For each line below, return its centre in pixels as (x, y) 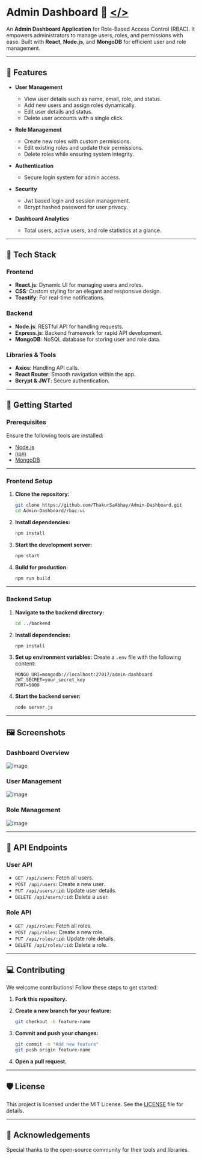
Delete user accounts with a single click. (74, 118)
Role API (19, 913)
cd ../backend (32, 623)
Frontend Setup (29, 481)
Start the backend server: (48, 696)
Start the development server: (54, 545)
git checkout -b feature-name (53, 1022)
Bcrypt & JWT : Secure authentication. (62, 381)
